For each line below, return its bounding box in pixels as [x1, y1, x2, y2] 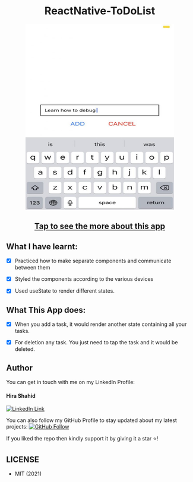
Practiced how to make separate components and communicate [14, 257, 172, 265]
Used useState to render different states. [14, 287, 115, 294]
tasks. [14, 328, 30, 335]
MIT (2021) [14, 470, 42, 477]
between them [14, 264, 50, 271]
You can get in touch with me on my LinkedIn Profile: [6, 379, 135, 386]
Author [6, 363, 33, 373]
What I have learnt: [6, 242, 78, 252]
